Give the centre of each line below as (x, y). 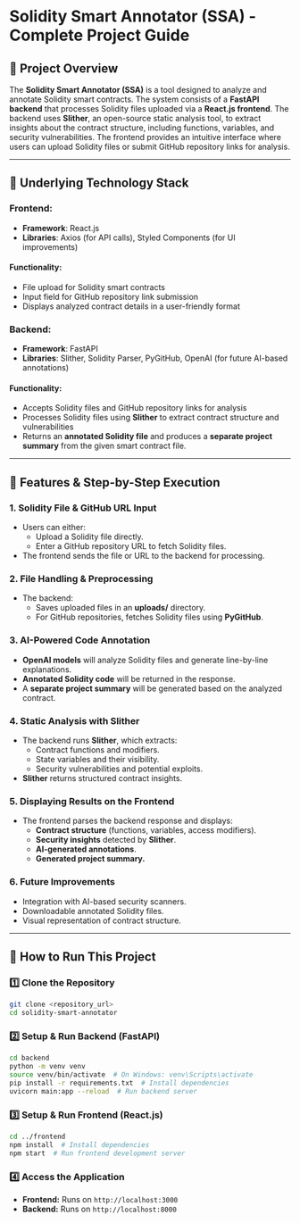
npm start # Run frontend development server (97, 1153)
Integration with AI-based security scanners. (104, 901)
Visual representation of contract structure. (101, 920)
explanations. (47, 669)
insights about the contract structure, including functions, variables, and (142, 128)
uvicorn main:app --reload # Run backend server (104, 1091)
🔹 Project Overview (64, 68)
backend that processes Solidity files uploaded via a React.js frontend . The (149, 108)
